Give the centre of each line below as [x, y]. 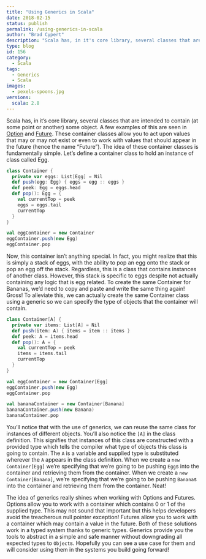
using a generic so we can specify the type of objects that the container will [102, 302]
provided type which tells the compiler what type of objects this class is [97, 447]
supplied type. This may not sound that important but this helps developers [101, 511]
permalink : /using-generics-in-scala [55, 29]
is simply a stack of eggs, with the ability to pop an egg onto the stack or [98, 263]
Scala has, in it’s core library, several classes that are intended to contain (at [102, 121]
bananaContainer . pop [33, 416]
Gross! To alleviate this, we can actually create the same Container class [98, 295]
